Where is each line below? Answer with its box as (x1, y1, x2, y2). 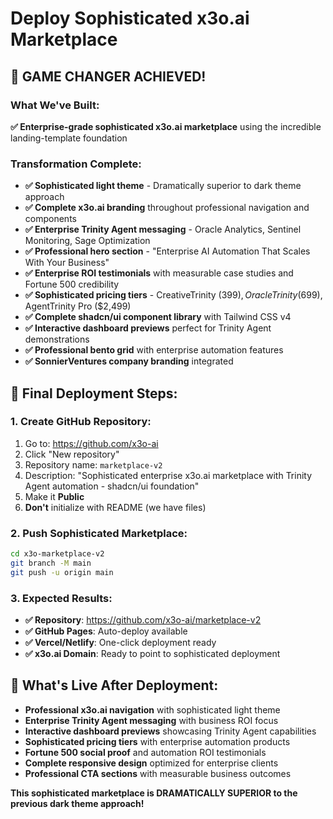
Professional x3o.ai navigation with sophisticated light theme (24, 703, 281, 716)
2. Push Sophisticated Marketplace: (10, 526, 188, 540)
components (24, 213, 77, 225)
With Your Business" (24, 257, 110, 269)
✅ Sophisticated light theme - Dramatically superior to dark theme (24, 180, 302, 192)
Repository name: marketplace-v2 (24, 458, 163, 471)
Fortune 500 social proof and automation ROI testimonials (24, 746, 267, 758)
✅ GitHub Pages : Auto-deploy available (24, 625, 188, 637)
